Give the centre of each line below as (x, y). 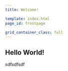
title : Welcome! (22, 10)
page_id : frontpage (25, 23)
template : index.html (28, 19)
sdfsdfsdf (15, 65)
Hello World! (25, 52)
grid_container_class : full (34, 32)
